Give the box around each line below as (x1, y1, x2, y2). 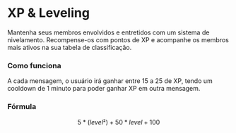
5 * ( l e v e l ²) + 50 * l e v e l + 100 (77, 118, 160, 126)
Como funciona (7, 61, 61, 70)
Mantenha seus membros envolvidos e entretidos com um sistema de (7, 28, 210, 37)
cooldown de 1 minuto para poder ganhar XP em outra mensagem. (7, 84, 201, 93)
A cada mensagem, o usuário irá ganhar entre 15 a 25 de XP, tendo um (7, 77, 213, 85)
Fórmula (7, 102, 37, 112)
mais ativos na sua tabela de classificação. (7, 43, 132, 51)
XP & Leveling (7, 5, 90, 21)
